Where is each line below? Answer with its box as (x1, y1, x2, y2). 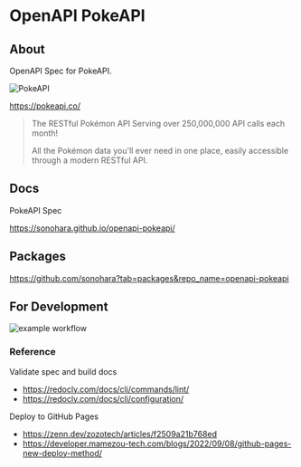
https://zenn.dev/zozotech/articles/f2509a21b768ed (22, 428, 218, 439)
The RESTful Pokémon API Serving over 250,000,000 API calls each (31, 119, 286, 129)
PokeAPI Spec (9, 205, 62, 215)
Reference (9, 346, 56, 358)
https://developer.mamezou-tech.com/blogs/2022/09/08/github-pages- (22, 438, 292, 449)
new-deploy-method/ (22, 447, 102, 458)
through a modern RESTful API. (31, 155, 148, 166)
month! (31, 128, 59, 138)
